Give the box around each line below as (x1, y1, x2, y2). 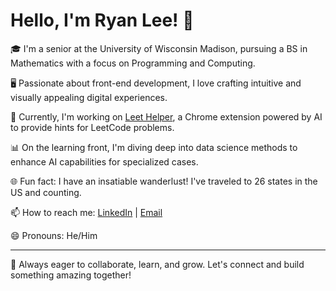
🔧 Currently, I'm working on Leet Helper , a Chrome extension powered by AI (10, 110, 323, 123)
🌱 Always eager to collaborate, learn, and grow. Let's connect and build (10, 258, 305, 270)
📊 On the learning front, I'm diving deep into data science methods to (10, 141, 298, 153)
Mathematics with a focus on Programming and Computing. (10, 57, 256, 69)
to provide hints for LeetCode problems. (10, 121, 175, 133)
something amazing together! (10, 269, 132, 281)
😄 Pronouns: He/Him (10, 229, 98, 241)
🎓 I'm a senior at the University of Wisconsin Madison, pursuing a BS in (10, 42, 308, 54)
